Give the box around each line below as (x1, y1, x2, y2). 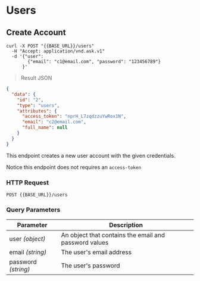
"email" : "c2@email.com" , (21, 119, 86, 125)
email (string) (9, 248, 46, 257)
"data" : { (11, 91, 36, 97)
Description (109, 221, 143, 229)
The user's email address (61, 248, 132, 257)
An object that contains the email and (61, 231, 165, 239)
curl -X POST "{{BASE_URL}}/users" (6, 43, 95, 49)
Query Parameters (6, 205, 61, 214)
